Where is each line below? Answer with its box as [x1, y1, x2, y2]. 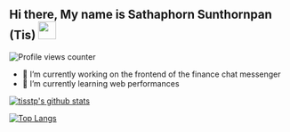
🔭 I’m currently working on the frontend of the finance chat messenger [21, 69, 281, 79]
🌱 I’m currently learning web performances [21, 78, 180, 88]
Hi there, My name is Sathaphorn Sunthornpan [9, 7, 273, 22]
